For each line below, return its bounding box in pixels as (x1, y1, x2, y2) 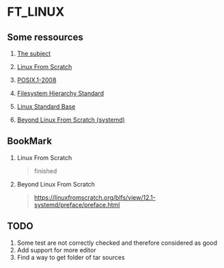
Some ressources (7, 31, 83, 43)
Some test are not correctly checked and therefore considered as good (16, 239, 217, 247)
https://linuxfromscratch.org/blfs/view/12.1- (33, 193, 156, 202)
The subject (16, 49, 51, 57)
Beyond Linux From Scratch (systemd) (16, 116, 125, 124)
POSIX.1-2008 (16, 76, 57, 84)
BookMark (7, 135, 53, 147)
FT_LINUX (7, 4, 65, 20)
